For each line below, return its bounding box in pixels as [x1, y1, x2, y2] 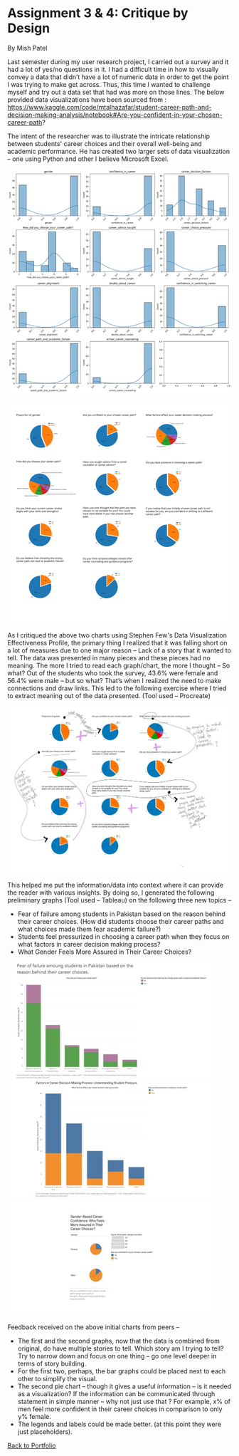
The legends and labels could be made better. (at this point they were [17, 1420, 222, 1429]
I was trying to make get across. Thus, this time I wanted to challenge [7, 80, 211, 88]
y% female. [17, 1413, 51, 1421]
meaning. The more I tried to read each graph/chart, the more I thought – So [7, 661, 230, 670]
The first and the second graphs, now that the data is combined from [17, 1337, 221, 1346]
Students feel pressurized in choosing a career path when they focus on [17, 932, 230, 941]
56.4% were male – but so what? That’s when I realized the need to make [7, 676, 222, 685]
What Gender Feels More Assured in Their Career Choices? [17, 947, 192, 956]
